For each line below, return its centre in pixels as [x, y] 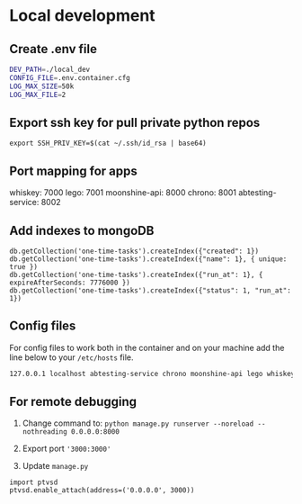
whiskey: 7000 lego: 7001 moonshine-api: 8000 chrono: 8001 [123, 193]
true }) [24, 266]
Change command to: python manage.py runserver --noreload [138, 423]
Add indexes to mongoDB [82, 230]
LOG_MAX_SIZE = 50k [42, 86]
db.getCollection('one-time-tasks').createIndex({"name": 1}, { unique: [148, 259]
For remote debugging [73, 402]
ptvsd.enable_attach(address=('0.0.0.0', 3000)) [102, 490]
